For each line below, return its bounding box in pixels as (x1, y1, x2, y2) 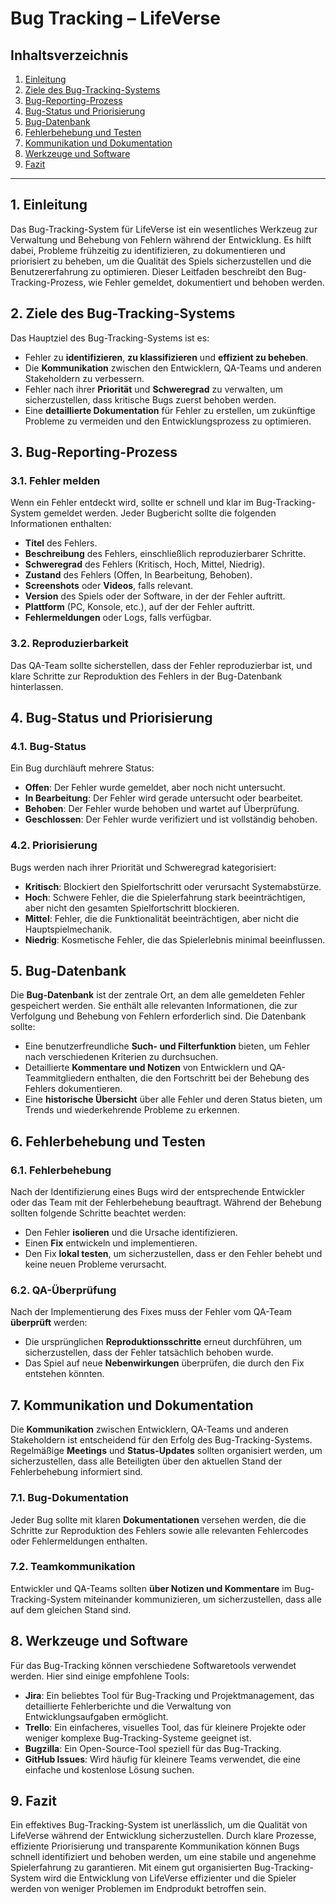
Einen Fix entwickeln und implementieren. (24, 1237, 198, 1249)
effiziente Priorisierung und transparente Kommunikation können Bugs (10, 1840, 300, 1852)
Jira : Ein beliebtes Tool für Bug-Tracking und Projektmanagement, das (24, 1689, 315, 1701)
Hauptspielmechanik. (24, 923, 113, 935)
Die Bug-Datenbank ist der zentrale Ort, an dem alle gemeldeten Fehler (10, 989, 306, 1001)
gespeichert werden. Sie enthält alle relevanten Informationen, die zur (10, 1000, 298, 1012)
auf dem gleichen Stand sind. (10, 1603, 132, 1616)
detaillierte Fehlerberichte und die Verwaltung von (24, 1700, 232, 1712)
